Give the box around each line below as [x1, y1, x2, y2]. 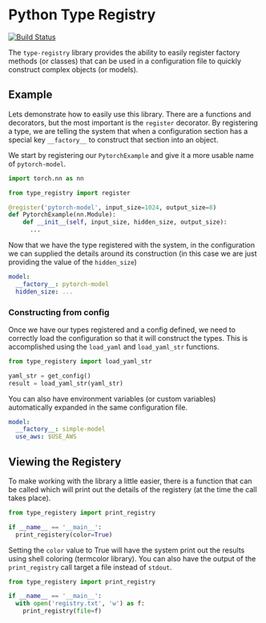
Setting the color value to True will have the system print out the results [8, 545, 245, 555]
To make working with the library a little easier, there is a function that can [8, 475, 252, 486]
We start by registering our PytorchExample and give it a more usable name [8, 150, 254, 160]
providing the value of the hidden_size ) [8, 257, 138, 266]
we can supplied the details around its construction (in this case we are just [8, 249, 258, 258]
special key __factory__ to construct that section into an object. [8, 135, 219, 144]
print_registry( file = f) [22, 607, 103, 615]
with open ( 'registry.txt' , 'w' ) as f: [15, 600, 146, 608]
